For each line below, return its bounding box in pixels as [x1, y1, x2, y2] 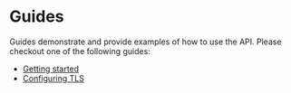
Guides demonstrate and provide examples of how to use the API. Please [9, 36, 283, 47]
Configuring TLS [22, 72, 84, 83]
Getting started [22, 63, 80, 74]
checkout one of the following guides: [9, 45, 151, 56]
